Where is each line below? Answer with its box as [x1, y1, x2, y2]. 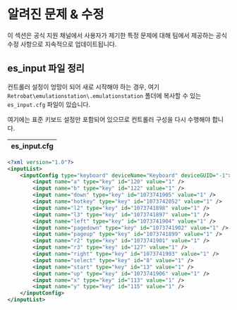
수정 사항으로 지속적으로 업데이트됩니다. [7, 39, 117, 48]
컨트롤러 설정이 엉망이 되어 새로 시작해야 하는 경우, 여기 [7, 82, 160, 91]
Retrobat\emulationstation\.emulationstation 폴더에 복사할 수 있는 [7, 91, 202, 99]
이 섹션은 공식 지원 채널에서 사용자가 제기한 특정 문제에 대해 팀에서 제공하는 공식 [7, 31, 228, 39]
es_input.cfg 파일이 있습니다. [7, 100, 90, 108]
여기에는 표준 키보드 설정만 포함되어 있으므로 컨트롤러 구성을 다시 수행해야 [7, 115, 211, 123]
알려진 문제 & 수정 [7, 6, 104, 23]
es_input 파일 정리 [7, 63, 85, 75]
